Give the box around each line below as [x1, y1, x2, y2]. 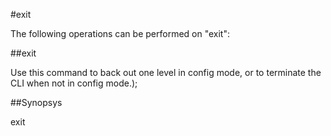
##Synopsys [10, 97, 63, 108]
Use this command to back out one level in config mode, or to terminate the [10, 67, 322, 78]
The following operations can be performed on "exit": [10, 28, 230, 39]
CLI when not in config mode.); [10, 77, 138, 89]
